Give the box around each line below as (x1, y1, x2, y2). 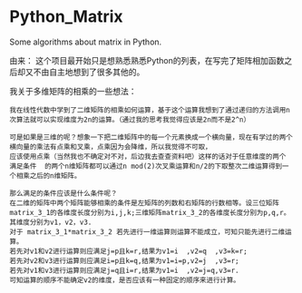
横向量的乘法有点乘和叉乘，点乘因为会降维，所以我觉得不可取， (9, 142, 212, 151)
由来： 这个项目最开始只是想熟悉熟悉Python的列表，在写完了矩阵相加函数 (9, 54, 285, 65)
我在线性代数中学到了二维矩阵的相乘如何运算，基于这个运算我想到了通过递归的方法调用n (9, 105, 290, 114)
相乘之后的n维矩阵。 (15, 171, 82, 181)
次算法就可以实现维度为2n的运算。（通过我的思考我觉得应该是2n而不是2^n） (9, 115, 251, 124)
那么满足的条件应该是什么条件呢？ (9, 189, 118, 198)
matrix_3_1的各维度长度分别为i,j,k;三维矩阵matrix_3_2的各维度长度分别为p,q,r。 (9, 208, 291, 217)
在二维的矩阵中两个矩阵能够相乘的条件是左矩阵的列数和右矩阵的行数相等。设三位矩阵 (9, 198, 279, 208)
